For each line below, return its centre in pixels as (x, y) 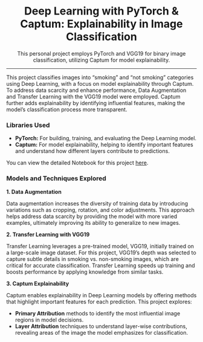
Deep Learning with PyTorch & (101, 11)
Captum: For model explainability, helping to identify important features (104, 145)
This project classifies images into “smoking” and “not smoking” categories (100, 77)
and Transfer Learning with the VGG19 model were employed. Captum (93, 96)
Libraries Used (28, 125)
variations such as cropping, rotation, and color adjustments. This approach (101, 210)
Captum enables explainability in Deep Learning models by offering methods (101, 295)
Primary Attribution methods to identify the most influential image (98, 313)
